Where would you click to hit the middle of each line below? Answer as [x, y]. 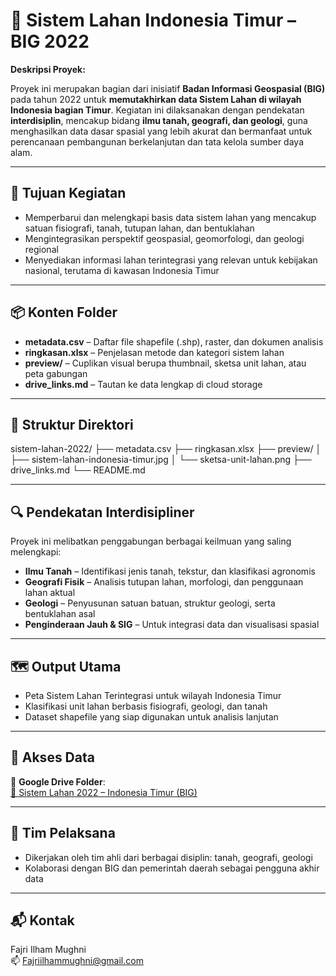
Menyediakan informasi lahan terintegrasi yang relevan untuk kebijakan [171, 260]
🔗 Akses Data [52, 757]
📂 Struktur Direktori [72, 424]
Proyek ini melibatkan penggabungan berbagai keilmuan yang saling [151, 541]
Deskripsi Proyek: [48, 69]
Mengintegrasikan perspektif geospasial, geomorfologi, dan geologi [164, 238]
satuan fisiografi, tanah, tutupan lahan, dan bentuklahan [139, 228]
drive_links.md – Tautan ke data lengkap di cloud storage [143, 384]
